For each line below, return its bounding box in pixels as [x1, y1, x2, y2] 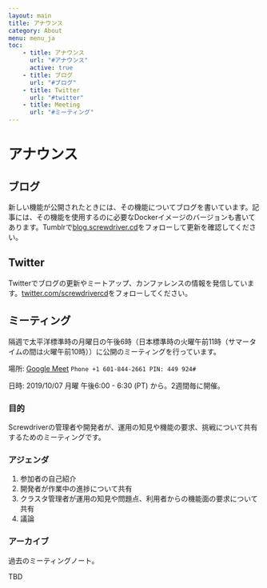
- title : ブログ [22, 71, 74, 79]
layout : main [8, 11, 52, 20]
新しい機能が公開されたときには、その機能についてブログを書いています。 [8, 202, 253, 212]
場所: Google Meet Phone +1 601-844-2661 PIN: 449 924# [8, 363, 197, 373]
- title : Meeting [22, 101, 81, 109]
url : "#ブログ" [29, 78, 77, 86]
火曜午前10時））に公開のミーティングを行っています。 [42, 346, 221, 356]
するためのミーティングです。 [8, 432, 106, 442]
